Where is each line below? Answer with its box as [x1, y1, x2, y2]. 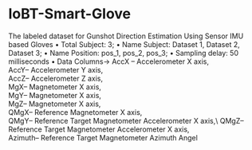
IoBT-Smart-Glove [8, 5, 132, 23]
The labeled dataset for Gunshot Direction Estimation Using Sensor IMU [8, 31, 244, 41]
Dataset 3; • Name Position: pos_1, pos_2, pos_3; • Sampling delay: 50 [8, 48, 239, 57]
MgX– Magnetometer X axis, [8, 81, 102, 92]
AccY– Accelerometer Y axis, [8, 65, 104, 74]
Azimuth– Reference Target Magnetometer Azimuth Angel [8, 132, 198, 142]
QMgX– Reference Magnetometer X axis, [8, 107, 143, 116]
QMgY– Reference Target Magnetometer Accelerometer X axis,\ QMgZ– [8, 116, 245, 125]
